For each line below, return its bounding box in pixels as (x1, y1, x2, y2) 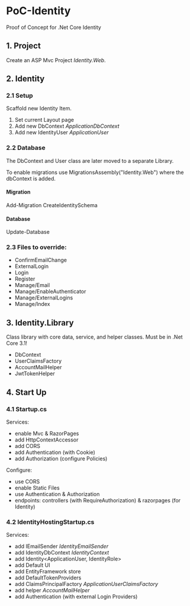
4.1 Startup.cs (6, 405, 47, 413)
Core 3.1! (6, 340, 28, 347)
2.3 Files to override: (6, 243, 67, 252)
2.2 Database (6, 144, 46, 152)
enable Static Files (14, 484, 60, 491)
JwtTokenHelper (14, 370, 55, 377)
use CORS (14, 478, 40, 485)
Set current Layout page (14, 117, 74, 124)
